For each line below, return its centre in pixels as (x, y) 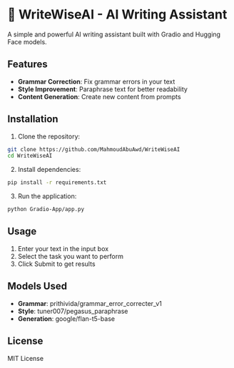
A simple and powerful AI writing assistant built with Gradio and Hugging (114, 34)
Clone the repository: (49, 136)
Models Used (37, 286)
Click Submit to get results (56, 264)
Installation (33, 119)
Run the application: (47, 196)
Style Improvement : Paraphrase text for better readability (102, 89)
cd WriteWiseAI (30, 156)
